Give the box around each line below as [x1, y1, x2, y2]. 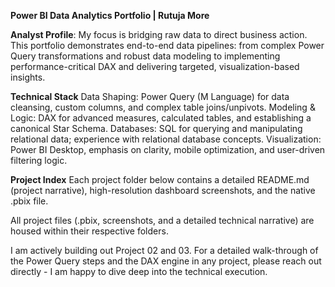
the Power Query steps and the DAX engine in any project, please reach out [10, 255, 322, 267]
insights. [10, 71, 46, 83]
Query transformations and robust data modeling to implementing [10, 50, 281, 62]
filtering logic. [10, 155, 68, 166]
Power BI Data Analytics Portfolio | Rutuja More [10, 10, 210, 21]
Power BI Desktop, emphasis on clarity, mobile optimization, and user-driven [10, 144, 326, 155]
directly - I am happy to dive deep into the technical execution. [10, 266, 268, 277]
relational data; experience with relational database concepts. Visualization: [10, 133, 322, 145]
